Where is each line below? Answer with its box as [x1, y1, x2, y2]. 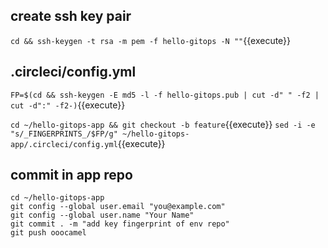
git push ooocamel [10, 228, 87, 238]
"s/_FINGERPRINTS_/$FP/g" [10, 129, 118, 139]
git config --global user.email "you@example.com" [10, 202, 226, 212]
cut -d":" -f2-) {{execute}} [10, 99, 126, 111]
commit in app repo [10, 167, 133, 184]
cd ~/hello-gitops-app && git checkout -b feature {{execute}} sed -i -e [10, 118, 316, 130]
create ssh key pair [10, 8, 132, 25]
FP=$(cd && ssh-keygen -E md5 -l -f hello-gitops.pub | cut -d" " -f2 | [10, 90, 320, 100]
